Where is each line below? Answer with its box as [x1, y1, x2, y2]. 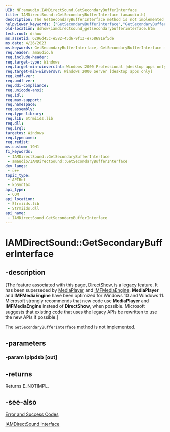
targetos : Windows [5, 130, 44, 135]
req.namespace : [5, 102, 37, 107]
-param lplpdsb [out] [5, 354, 57, 361]
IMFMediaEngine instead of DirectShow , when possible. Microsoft [5, 303, 145, 310]
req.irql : [5, 126, 26, 131]
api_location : [5, 196, 35, 201]
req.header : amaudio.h [5, 50, 53, 55]
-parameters [5, 338, 46, 347]
